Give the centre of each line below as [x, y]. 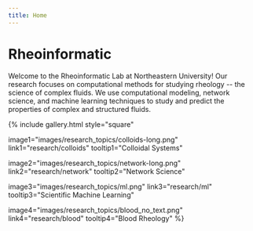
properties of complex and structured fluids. [80, 109]
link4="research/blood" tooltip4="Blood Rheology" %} [96, 218]
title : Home [27, 15]
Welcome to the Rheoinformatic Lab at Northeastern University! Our [118, 76]
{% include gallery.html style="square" [71, 124]
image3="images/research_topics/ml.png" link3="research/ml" [110, 186]
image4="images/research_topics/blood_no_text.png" [95, 210]
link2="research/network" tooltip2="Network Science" [97, 171]
